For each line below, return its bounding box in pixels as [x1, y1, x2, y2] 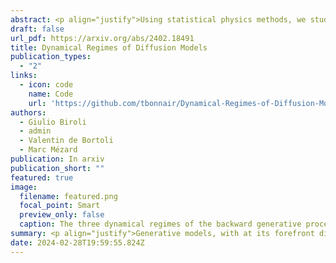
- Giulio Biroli [19, 117, 87, 127]
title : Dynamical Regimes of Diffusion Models [10, 42, 208, 53]
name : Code [28, 89, 74, 99]
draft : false [10, 24, 65, 34]
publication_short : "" [10, 163, 105, 173]
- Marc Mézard [19, 145, 78, 155]
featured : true [10, 172, 74, 183]
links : [10, 71, 38, 81]
